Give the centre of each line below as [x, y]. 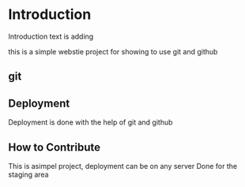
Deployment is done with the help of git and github [90, 122]
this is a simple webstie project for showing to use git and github [113, 51]
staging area [28, 174]
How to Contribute [55, 147]
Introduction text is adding [51, 36]
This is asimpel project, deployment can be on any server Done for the [123, 166]
